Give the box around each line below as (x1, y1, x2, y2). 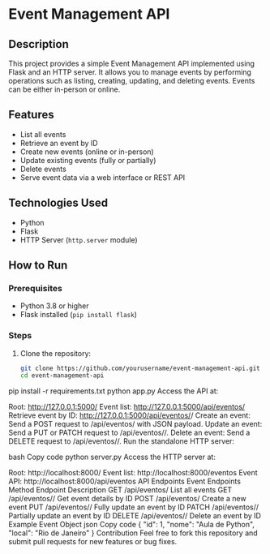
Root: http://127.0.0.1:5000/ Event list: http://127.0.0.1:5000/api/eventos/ (8, 402, 246, 412)
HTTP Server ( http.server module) (19, 234, 138, 244)
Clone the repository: (19, 348, 92, 358)
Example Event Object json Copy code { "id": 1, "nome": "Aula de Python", (8, 520, 255, 530)
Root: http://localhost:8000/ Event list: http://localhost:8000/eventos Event (8, 468, 258, 478)
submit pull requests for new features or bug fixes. (8, 537, 178, 547)
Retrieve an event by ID (19, 138, 99, 148)
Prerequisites (8, 282, 62, 294)
